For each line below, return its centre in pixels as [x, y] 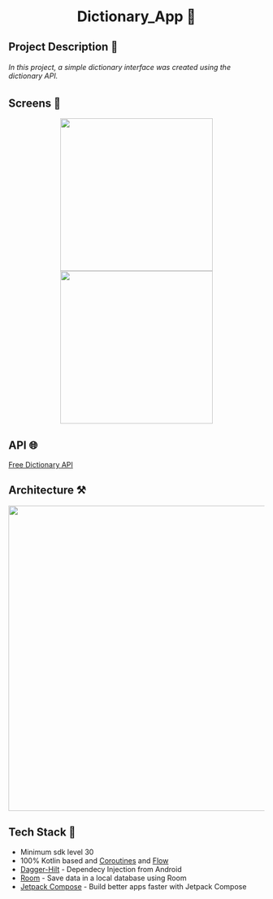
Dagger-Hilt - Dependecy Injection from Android [101, 869]
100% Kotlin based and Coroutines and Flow [94, 860]
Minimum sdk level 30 [57, 852]
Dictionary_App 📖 [136, 17]
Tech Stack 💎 [42, 833]
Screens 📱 [35, 103]
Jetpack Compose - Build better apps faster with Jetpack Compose [133, 886]
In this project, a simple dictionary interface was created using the [120, 68]
